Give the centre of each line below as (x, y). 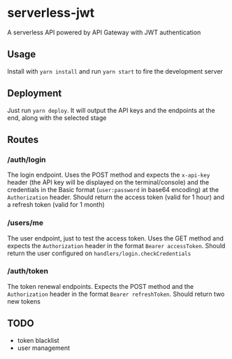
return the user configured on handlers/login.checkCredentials (99, 253)
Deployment (35, 94)
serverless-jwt (51, 13)
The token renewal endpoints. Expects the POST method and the (101, 286)
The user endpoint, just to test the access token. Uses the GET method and (115, 238)
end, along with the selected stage (57, 118)
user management (44, 348)
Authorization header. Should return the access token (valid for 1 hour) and (116, 197)
